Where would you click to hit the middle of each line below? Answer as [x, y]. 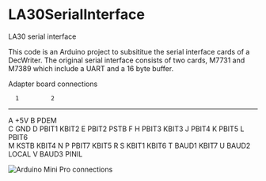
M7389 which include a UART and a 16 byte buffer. [91, 68]
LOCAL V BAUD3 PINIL [46, 154]
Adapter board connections [53, 84]
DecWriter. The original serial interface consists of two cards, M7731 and [127, 60]
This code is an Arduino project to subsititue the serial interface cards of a [129, 51]
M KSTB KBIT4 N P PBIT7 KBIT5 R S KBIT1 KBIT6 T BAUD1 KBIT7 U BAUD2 [129, 145]
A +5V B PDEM [32, 120]
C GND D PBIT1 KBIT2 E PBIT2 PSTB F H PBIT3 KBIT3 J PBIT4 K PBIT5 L [126, 129]
